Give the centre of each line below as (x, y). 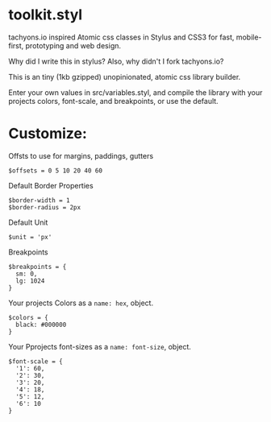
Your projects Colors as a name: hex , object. (81, 303)
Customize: (48, 134)
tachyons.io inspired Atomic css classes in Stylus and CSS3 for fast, (121, 37)
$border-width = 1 (39, 200)
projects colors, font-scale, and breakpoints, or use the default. (114, 101)
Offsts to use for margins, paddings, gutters (81, 155)
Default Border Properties (51, 185)
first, (16, 45)
